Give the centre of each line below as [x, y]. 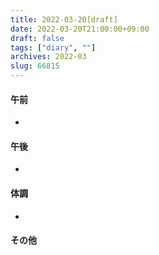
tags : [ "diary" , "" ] [53, 47]
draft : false [37, 38]
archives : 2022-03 [48, 57]
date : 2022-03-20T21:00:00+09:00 [80, 29]
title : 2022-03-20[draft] [64, 19]
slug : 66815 [35, 66]
